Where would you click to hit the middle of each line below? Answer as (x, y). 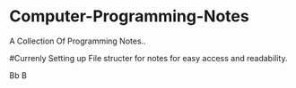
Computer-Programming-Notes (129, 16)
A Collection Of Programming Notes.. (78, 41)
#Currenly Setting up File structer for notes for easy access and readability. (148, 58)
